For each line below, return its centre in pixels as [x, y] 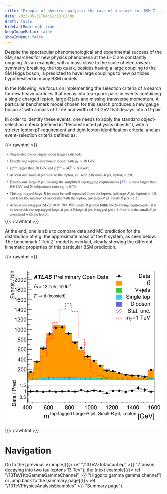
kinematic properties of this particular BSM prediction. [61, 247]
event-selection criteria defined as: [41, 135]
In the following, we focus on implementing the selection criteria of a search [83, 88]
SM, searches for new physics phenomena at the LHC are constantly [76, 57]
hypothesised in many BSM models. [42, 78]
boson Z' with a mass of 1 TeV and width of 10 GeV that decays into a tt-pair [83, 109]
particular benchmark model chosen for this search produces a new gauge [82, 104]
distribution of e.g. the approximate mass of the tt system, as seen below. [81, 236]
